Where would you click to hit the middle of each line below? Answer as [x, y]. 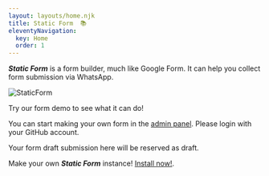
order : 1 [30, 46]
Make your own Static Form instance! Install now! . [92, 164]
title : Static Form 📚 [47, 23]
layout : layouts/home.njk [51, 16]
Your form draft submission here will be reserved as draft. [104, 148]
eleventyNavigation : [43, 31]
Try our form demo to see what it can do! [76, 108]
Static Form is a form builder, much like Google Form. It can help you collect [134, 68]
